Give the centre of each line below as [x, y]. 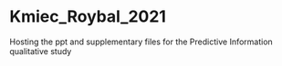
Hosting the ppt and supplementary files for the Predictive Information [141, 42]
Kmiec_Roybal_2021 [88, 17]
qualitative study [41, 51]
